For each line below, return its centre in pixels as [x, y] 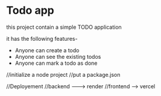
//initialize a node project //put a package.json [63, 74]
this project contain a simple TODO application [64, 27]
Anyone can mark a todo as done [56, 63]
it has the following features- [42, 38]
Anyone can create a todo [47, 50]
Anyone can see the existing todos [58, 56]
